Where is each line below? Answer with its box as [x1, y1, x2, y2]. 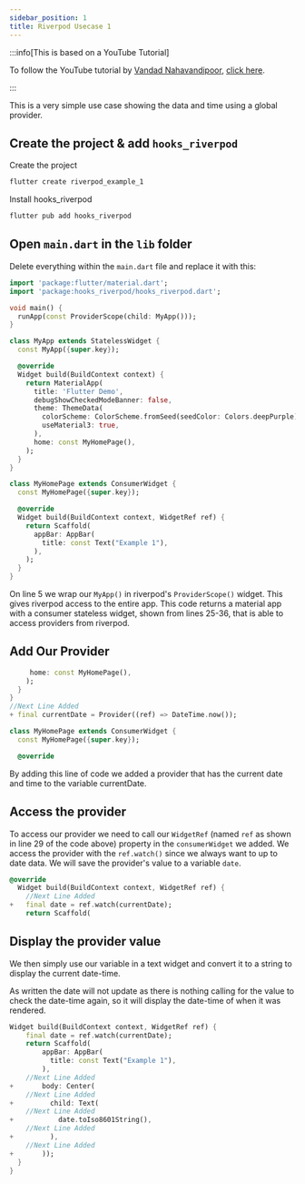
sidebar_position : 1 [9, 13, 88, 23]
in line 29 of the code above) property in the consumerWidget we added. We [9, 838, 290, 849]
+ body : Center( [9, 1081, 95, 1090]
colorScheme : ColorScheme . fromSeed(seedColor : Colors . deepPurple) [42, 412, 299, 421]
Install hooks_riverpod [9, 194, 93, 205]
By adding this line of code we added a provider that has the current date [9, 768, 283, 779]
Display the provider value [9, 934, 162, 949]
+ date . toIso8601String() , [9, 1116, 152, 1125]
